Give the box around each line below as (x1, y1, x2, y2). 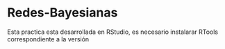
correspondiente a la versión (7, 35, 90, 43)
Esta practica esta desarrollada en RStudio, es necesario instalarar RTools (7, 28, 219, 36)
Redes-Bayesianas (7, 5, 118, 21)
